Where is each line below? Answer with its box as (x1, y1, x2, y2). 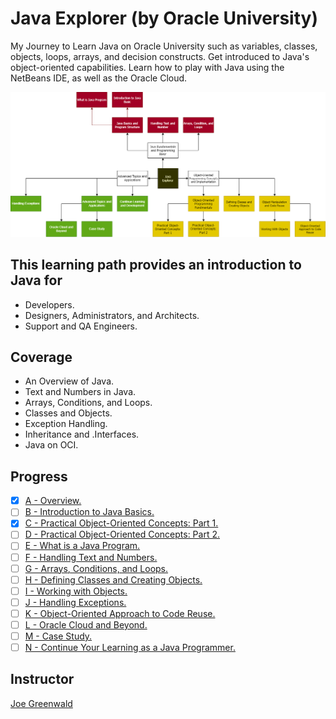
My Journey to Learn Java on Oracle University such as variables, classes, (10, 40, 318, 52)
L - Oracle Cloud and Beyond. (24, 618, 148, 631)
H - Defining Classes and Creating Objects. (24, 573, 203, 586)
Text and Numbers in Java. (24, 386, 137, 398)
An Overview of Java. (24, 375, 115, 387)
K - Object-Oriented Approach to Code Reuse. (24, 607, 216, 619)
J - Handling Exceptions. (24, 596, 127, 608)
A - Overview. (24, 495, 82, 507)
